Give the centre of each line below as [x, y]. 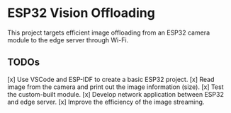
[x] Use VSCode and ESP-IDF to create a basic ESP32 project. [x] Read [111, 79]
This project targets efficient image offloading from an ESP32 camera [109, 32]
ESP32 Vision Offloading [81, 13]
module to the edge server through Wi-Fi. [68, 40]
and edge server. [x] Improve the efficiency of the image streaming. [106, 102]
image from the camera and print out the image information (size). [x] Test [115, 87]
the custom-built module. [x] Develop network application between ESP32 [116, 94]
